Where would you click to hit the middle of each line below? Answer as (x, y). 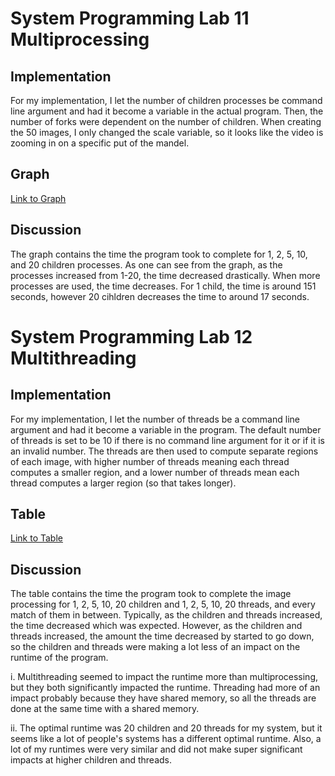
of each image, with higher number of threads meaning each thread (150, 461)
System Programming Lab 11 (130, 18)
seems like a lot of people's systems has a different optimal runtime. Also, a (166, 739)
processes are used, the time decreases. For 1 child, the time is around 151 (163, 286)
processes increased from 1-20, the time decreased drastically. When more (165, 275)
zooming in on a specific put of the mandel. (100, 143)
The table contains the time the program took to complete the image (151, 594)
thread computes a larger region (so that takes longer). (123, 483)
